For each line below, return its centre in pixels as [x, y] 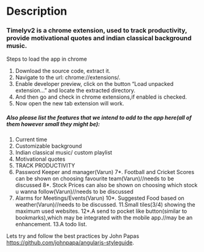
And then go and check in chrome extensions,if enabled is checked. [101, 97]
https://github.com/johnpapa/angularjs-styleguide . [70, 243]
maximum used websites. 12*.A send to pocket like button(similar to [101, 211]
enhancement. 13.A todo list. [51, 224]
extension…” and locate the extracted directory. [75, 91]
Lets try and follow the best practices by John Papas [73, 236]
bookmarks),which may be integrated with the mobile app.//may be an [104, 218]
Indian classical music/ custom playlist [63, 153]
